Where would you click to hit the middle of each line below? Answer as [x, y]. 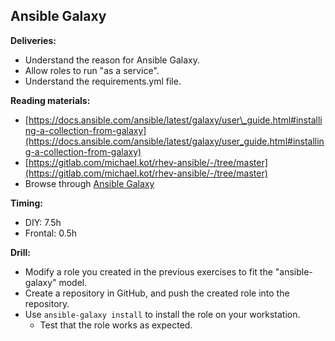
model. [73, 282]
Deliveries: [33, 40]
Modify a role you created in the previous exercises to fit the [148, 271]
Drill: [20, 252]
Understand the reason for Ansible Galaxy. [112, 60]
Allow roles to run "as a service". [92, 70]
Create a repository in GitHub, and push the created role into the [157, 293]
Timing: [26, 203]
